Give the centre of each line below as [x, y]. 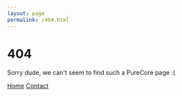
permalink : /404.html [38, 20]
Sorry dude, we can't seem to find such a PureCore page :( [91, 73]
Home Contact [28, 86]
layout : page [26, 13]
